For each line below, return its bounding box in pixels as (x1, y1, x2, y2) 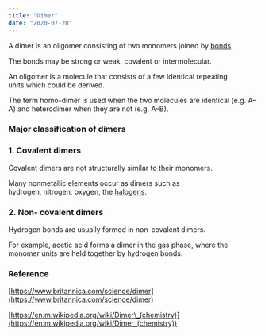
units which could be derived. (8, 80, 106, 90)
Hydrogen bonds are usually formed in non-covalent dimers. (8, 225, 206, 234)
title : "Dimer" (8, 11, 59, 20)
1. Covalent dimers (8, 145, 82, 156)
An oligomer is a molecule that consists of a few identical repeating (8, 71, 228, 81)
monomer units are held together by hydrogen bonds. (8, 249, 183, 258)
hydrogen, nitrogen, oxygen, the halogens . (8, 187, 147, 196)
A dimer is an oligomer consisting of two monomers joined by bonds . (8, 41, 234, 50)
